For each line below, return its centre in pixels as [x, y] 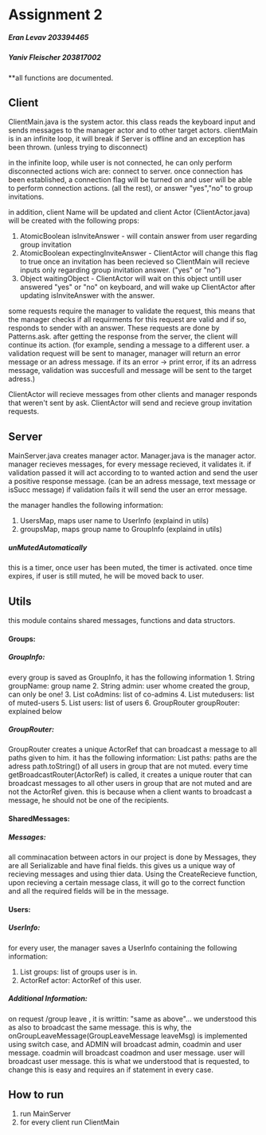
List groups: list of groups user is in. [78, 971]
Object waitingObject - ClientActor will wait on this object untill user [131, 279]
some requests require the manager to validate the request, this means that [132, 311]
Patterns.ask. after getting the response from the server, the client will [123, 336]
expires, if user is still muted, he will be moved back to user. [106, 576]
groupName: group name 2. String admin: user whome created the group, [129, 685]
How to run [36, 1095]
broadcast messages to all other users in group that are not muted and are [130, 784]
